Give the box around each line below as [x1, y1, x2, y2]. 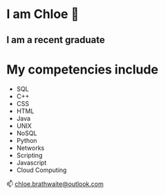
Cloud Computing [16, 166, 67, 174]
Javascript [16, 158, 47, 167]
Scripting [16, 151, 43, 159]
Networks [16, 144, 45, 152]
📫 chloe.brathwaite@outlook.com [6, 180, 104, 188]
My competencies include [6, 62, 159, 77]
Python [16, 136, 37, 144]
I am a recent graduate [6, 34, 105, 46]
